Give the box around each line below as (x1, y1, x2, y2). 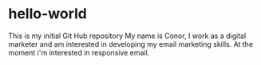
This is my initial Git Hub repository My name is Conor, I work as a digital (8, 31, 247, 40)
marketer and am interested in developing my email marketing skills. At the (8, 39, 254, 48)
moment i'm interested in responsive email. (8, 48, 150, 57)
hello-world (8, 5, 88, 23)
